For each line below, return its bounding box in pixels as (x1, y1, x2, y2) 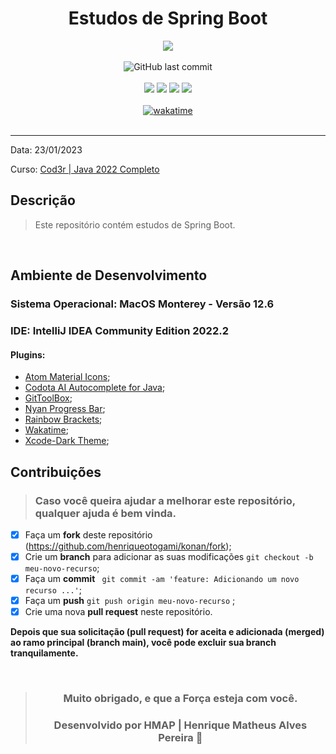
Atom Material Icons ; (24, 371, 111, 383)
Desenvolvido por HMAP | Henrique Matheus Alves (53, 718, 308, 732)
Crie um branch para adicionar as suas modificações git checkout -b (24, 550, 314, 562)
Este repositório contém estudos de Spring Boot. (34, 218, 236, 231)
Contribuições (10, 463, 102, 481)
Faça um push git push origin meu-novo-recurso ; (24, 595, 236, 607)
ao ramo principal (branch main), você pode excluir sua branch (10, 637, 277, 649)
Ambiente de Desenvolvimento (10, 267, 208, 284)
